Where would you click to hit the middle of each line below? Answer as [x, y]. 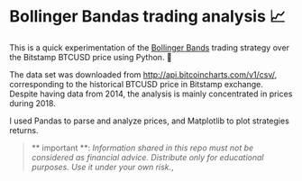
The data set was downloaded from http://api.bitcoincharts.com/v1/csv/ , [143, 74]
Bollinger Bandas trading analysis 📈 [147, 17]
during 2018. [32, 103]
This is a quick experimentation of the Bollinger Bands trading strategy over [150, 47]
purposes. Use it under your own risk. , [102, 167]
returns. [24, 130]
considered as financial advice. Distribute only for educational [147, 157]
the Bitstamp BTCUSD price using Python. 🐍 [91, 57]
